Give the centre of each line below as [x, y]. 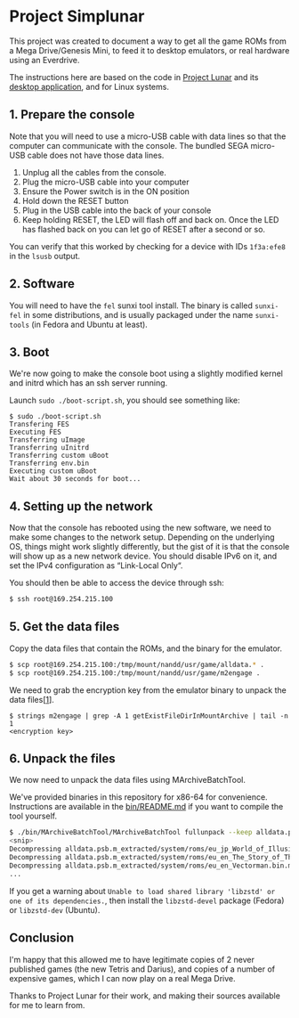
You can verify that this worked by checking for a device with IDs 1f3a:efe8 [148, 246]
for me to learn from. [47, 1005]
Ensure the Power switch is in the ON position [105, 191]
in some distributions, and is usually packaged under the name [138, 314]
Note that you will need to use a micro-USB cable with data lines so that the [148, 136]
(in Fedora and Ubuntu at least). [89, 324]
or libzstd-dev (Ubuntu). [55, 909]
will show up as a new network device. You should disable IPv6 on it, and [143, 556]
